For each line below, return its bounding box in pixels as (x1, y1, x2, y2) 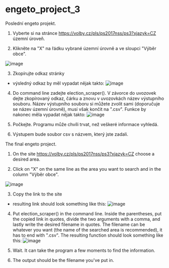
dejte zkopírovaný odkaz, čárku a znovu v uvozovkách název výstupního (12, 95, 164, 101)
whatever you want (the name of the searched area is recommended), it (12, 226, 163, 233)
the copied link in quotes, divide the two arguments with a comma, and (12, 216, 160, 222)
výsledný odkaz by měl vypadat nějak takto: (12, 80, 105, 86)
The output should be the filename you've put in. (12, 257, 114, 263)
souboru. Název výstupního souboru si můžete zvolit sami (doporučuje (12, 100, 160, 107)
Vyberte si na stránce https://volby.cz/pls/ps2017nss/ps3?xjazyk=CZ (12, 30, 156, 36)
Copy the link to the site (12, 191, 62, 197)
